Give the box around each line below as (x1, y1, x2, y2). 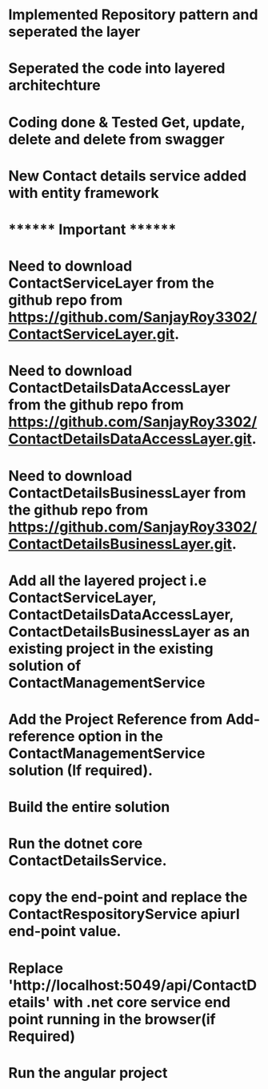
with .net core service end (53, 993, 231, 1011)
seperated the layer (8, 22, 141, 41)
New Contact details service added (8, 167, 247, 185)
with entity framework (8, 184, 160, 202)
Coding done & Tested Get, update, (8, 113, 246, 131)
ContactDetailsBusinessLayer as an (8, 623, 250, 640)
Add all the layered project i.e (8, 571, 207, 590)
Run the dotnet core (8, 835, 143, 853)
